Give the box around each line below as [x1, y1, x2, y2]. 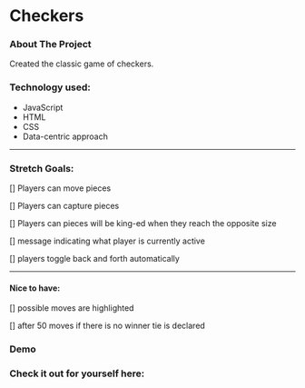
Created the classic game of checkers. [9, 58, 154, 69]
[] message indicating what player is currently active [9, 235, 206, 246]
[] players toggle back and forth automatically [9, 254, 180, 264]
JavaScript [22, 102, 64, 113]
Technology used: [9, 81, 91, 94]
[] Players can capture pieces [9, 201, 120, 212]
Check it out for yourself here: [9, 367, 145, 380]
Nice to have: [9, 283, 61, 293]
